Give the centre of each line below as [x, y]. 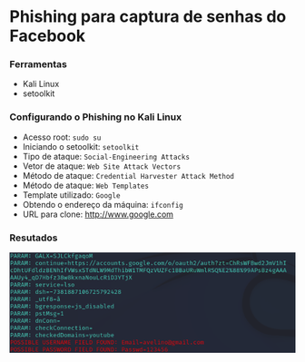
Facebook [48, 36]
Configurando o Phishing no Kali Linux [96, 117]
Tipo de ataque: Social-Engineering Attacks [106, 156]
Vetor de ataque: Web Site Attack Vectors [102, 166]
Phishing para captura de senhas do [148, 17]
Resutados [34, 238]
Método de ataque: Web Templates [86, 185]
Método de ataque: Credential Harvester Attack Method [128, 175]
